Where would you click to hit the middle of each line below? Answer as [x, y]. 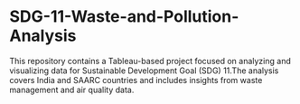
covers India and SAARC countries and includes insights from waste [136, 80]
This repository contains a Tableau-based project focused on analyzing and [150, 61]
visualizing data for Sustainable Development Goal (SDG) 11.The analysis [144, 71]
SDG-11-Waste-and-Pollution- [124, 17]
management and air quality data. [72, 90]
